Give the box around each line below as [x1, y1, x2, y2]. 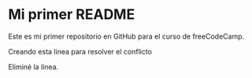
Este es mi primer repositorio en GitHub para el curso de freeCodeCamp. [8, 32, 245, 41]
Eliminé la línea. [8, 61, 59, 72]
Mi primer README [8, 6, 135, 24]
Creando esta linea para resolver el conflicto [8, 46, 152, 56]
